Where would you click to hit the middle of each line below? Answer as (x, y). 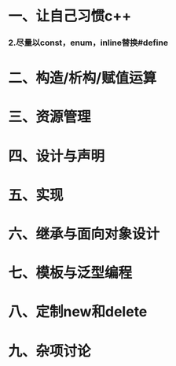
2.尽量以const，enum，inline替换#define (88, 43)
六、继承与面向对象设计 (84, 234)
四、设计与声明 (57, 156)
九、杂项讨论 (50, 351)
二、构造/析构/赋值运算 (82, 78)
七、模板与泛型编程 (70, 273)
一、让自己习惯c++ (70, 16)
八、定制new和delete (78, 312)
